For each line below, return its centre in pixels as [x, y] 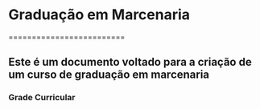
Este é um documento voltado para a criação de [130, 62]
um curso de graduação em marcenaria [109, 75]
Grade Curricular [42, 98]
